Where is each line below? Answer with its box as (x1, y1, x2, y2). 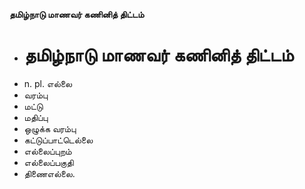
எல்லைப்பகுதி (23, 156, 74, 168)
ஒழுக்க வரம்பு (23, 122, 77, 134)
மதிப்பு (23, 111, 49, 123)
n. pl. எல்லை (23, 77, 73, 89)
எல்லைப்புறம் (23, 145, 72, 157)
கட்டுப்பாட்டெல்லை (23, 134, 94, 146)
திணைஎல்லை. (23, 167, 76, 179)
